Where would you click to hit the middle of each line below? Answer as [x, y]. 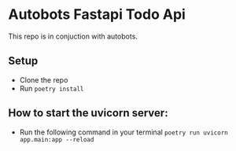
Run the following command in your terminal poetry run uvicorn [124, 132]
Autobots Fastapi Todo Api [97, 15]
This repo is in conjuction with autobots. [73, 36]
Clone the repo [44, 79]
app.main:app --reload [57, 139]
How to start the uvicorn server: [88, 113]
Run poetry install [52, 88]
